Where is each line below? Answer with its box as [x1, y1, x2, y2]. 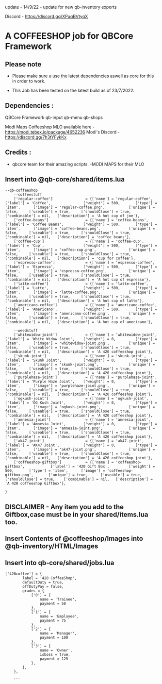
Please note [5, 60, 42, 68]
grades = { [22, 588, 45, 594]
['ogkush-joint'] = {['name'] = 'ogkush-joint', [14, 396, 149, 401]
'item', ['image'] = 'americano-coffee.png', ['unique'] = [5, 311, 155, 316]
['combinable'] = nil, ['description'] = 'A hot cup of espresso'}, [5, 277, 151, 282]
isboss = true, [39, 652, 70, 657]
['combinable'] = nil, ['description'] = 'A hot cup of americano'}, [5, 320, 153, 325]
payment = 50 [39, 601, 66, 606]
